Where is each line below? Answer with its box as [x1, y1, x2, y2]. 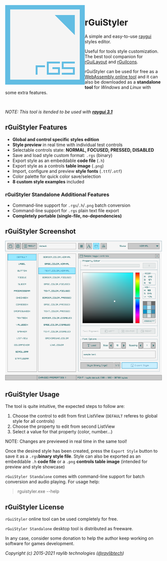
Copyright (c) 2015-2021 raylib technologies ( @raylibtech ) [5, 550, 124, 556]
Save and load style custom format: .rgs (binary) [12, 152, 113, 158]
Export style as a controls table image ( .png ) [12, 162, 104, 168]
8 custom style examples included [12, 178, 84, 184]
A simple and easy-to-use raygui [84, 33, 152, 39]
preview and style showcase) [5, 464, 65, 470]
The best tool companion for [84, 53, 143, 59]
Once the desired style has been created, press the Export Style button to [5, 448, 158, 454]
